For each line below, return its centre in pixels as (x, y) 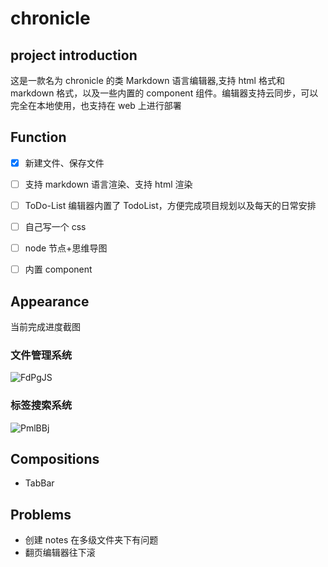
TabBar (39, 483)
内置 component (58, 269)
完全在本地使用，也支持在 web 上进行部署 (96, 105)
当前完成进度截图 (45, 326)
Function (38, 137)
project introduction (74, 55)
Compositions (55, 458)
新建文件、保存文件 (64, 163)
